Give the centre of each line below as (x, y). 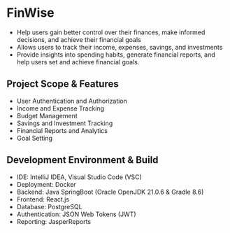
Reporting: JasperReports (54, 221)
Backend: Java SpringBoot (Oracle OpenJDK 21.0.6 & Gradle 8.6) (110, 192)
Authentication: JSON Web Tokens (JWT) (77, 214)
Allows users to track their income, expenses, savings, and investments (120, 47)
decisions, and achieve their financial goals (79, 39)
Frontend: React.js (43, 199)
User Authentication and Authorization (72, 101)
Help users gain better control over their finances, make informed (111, 32)
